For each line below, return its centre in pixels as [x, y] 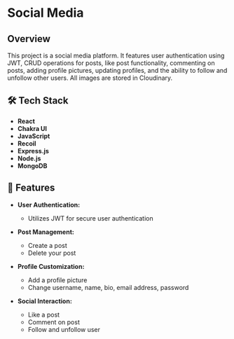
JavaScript [34, 136]
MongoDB [32, 165]
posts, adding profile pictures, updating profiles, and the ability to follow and [117, 70]
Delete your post [52, 253]
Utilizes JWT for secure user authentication [90, 218]
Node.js [29, 158]
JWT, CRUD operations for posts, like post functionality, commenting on [111, 63]
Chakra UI [32, 128]
